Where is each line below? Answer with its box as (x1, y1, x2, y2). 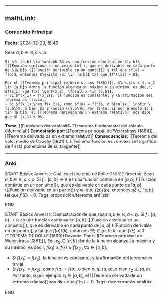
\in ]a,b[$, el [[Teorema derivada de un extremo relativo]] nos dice (5, 110, 151, 115)
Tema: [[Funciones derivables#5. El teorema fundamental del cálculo (5, 123, 143, 128)
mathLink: (5, 14, 36, 22)
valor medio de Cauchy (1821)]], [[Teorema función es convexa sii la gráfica (5, 138, 156, 144)
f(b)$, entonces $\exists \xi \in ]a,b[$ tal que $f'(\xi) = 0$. (5, 72, 140, 77)
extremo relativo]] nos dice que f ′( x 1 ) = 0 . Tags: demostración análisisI (12, 279, 153, 286)
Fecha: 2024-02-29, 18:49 (5, 40, 59, 46)
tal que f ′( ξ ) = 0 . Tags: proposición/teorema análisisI (5, 192, 110, 198)
